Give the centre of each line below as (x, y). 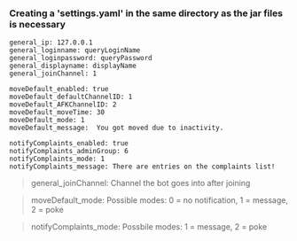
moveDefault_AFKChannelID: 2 (63, 105)
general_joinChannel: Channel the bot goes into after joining (141, 183)
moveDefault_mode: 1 (47, 120)
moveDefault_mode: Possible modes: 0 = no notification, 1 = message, (160, 200)
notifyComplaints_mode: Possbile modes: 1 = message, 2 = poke (149, 227)
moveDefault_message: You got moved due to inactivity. (117, 128)
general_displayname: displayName (73, 66)
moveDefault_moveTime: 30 (57, 113)
